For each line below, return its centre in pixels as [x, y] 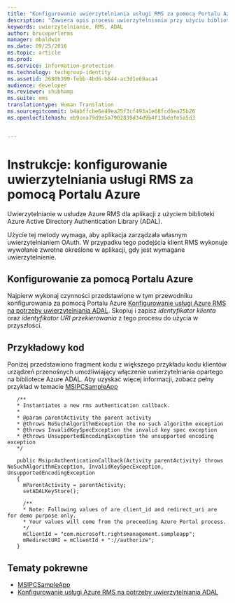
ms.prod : [20, 59]
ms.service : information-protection [60, 66]
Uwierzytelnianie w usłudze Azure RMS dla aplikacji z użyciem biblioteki [111, 213]
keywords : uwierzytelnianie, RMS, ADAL [65, 27]
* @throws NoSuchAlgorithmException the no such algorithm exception [120, 424]
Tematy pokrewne [48, 568]
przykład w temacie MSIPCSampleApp [63, 387]
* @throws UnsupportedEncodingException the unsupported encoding [115, 437]
